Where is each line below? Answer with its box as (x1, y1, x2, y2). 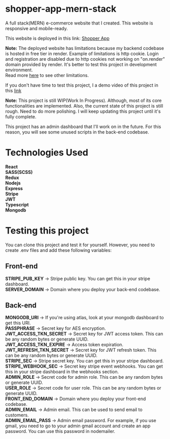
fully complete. (5, 113, 37, 120)
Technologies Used (5, 147, 89, 159)
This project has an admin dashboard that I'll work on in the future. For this (5, 123, 161, 130)
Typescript (5, 201, 29, 208)
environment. (5, 67, 33, 73)
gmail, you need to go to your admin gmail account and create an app (5, 423, 151, 429)
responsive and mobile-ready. (5, 25, 68, 31)
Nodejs (5, 179, 21, 186)
